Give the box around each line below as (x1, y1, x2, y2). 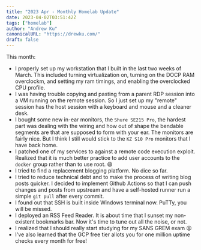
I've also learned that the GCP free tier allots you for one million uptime (14, 231, 190, 238)
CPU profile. (14, 84, 46, 91)
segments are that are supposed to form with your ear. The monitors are (14, 129, 194, 136)
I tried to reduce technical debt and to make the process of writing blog (14, 174, 191, 180)
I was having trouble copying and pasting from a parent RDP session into (14, 91, 195, 97)
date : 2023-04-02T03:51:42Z (6, 14, 77, 20)
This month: (6, 53, 36, 60)
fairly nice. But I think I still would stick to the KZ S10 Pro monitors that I (14, 135, 191, 142)
